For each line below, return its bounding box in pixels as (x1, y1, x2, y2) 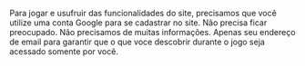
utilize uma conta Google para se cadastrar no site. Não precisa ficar (9, 17, 268, 28)
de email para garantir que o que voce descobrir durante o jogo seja (9, 36, 266, 47)
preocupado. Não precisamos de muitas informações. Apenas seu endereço (9, 27, 296, 37)
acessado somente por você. (9, 46, 118, 57)
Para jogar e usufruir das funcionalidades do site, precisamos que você (9, 8, 278, 18)
